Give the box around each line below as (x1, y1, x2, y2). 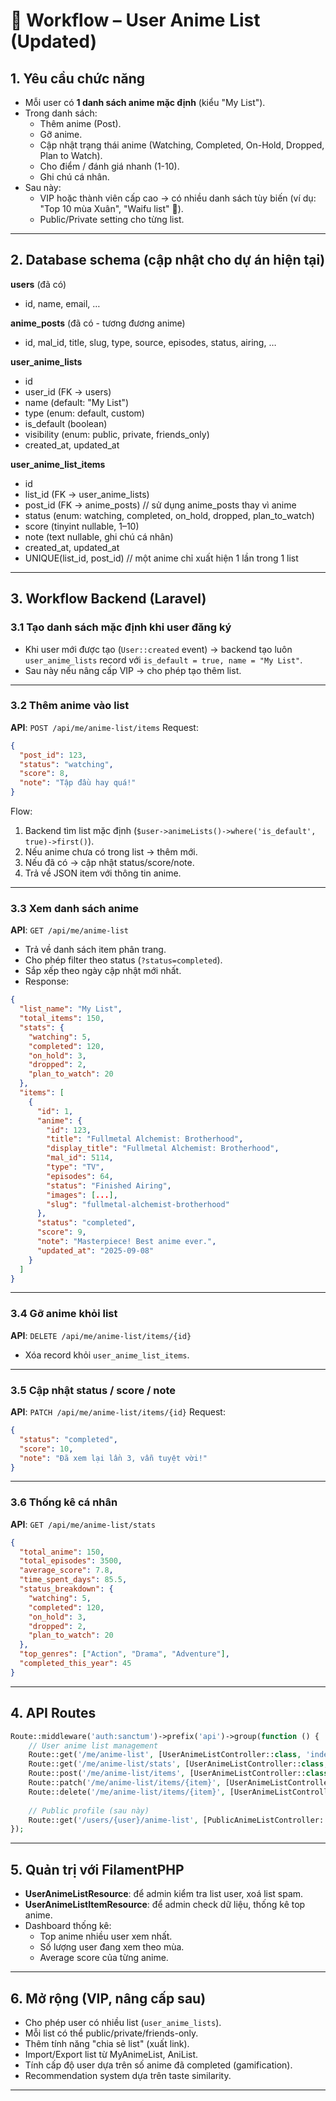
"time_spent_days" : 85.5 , (19, 1575, 128, 1585)
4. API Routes (10, 1705, 97, 1722)
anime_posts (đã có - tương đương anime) (10, 317, 186, 329)
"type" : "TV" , (46, 1162, 105, 1173)
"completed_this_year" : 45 (19, 1659, 132, 1669)
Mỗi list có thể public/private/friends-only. (24, 2027, 199, 2039)
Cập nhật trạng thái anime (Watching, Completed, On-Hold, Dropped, (39, 139, 325, 151)
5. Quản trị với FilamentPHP (10, 1861, 185, 1878)
